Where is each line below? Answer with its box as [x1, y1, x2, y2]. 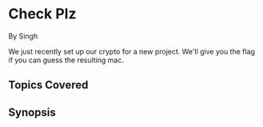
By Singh [8, 31, 38, 41]
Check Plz [8, 5, 77, 23]
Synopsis [8, 105, 56, 119]
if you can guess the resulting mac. [8, 55, 125, 65]
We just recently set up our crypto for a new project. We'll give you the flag [8, 46, 256, 56]
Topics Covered [8, 78, 89, 92]
